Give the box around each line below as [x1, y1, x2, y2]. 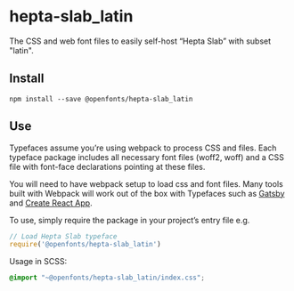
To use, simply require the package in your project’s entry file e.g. [9, 214, 250, 225]
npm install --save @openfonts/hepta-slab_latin [9, 94, 193, 103]
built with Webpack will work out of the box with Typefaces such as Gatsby [9, 188, 285, 198]
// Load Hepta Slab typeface [9, 231, 118, 241]
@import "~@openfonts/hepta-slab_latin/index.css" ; [9, 273, 205, 282]
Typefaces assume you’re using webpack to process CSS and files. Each [9, 142, 277, 153]
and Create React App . [9, 198, 93, 208]
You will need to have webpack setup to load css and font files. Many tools [9, 178, 283, 189]
